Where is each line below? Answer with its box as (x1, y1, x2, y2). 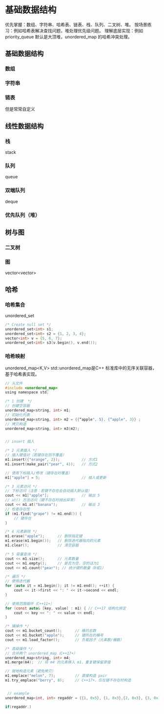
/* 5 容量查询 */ (5, 551, 38, 556)
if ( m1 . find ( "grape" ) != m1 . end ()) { (5, 511, 82, 516)
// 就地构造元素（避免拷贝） (5, 669, 56, 674)
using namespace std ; (5, 390, 49, 395)
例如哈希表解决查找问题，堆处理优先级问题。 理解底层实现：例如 (13, 27, 143, 33)
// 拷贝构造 (5, 422, 27, 427)
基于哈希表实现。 (5, 371, 40, 377)
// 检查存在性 (5, 506, 30, 512)
